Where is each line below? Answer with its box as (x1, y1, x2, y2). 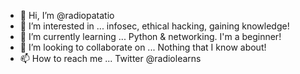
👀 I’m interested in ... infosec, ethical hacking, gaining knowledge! (19, 20, 290, 32)
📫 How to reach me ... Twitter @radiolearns (19, 53, 202, 64)
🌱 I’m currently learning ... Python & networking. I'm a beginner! (19, 31, 282, 42)
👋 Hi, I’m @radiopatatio (19, 10, 115, 21)
